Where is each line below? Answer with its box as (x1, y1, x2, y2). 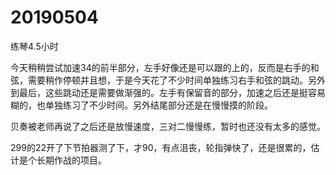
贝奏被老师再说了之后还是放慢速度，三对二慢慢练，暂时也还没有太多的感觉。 (10, 120, 326, 132)
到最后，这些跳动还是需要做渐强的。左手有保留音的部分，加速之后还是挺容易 (10, 86, 326, 98)
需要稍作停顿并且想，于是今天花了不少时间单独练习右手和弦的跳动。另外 (27, 74, 326, 86)
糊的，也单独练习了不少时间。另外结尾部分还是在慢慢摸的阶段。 (10, 99, 273, 111)
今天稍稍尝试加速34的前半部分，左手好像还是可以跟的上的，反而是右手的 (10, 61, 311, 73)
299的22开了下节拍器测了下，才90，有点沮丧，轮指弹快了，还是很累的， (10, 141, 312, 153)
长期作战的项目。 (36, 154, 107, 166)
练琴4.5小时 (10, 40, 59, 52)
